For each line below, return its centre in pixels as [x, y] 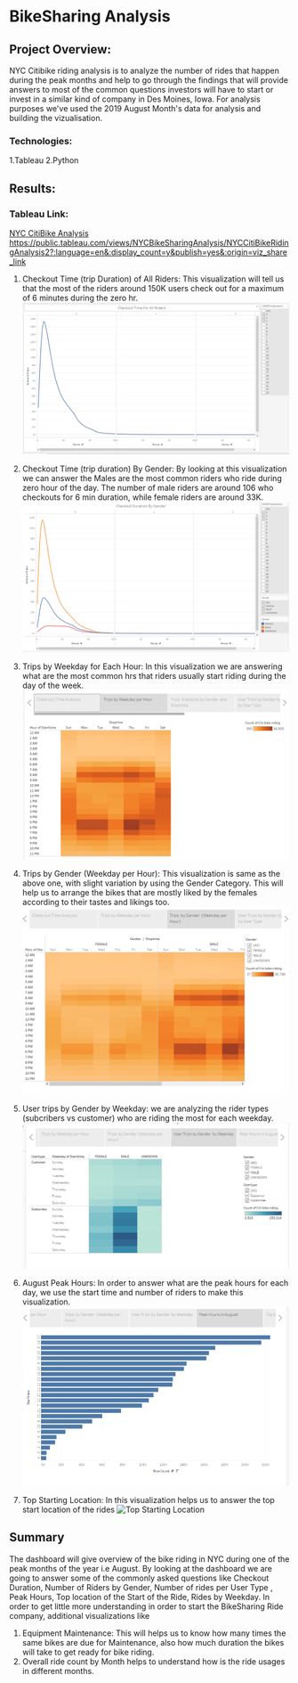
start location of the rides [68, 1509]
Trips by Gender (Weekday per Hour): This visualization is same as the [151, 873]
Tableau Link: [39, 214]
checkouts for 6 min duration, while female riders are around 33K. [143, 497]
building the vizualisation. [56, 118]
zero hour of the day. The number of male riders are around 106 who [148, 488]
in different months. [58, 1671]
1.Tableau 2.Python [44, 160]
